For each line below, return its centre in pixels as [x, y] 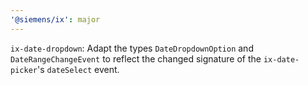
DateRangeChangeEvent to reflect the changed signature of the [136, 58]
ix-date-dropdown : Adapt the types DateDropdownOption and [132, 48]
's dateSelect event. [78, 69]
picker [24, 70]
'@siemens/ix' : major [55, 19]
